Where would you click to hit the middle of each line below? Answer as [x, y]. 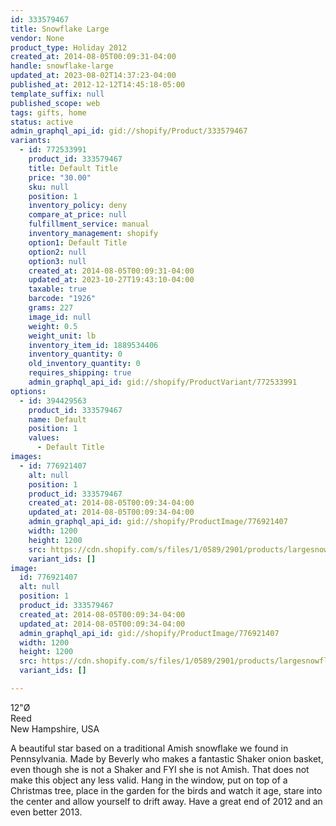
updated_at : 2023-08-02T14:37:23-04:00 [93, 76]
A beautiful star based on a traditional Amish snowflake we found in [149, 748]
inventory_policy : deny [78, 206]
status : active [42, 122]
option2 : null [57, 252]
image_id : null [60, 317]
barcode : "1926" [62, 299]
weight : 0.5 [53, 326]
